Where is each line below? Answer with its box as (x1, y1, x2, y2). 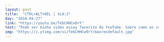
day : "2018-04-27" (5, 16, 42, 21)
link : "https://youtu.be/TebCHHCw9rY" (5, 20, 84, 26)
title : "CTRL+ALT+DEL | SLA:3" (5, 12, 71, 16)
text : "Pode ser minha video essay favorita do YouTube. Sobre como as (5, 25, 154, 30)
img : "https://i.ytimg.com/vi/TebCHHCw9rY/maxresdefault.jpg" (5, 29, 134, 34)
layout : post (5, 7, 32, 12)
